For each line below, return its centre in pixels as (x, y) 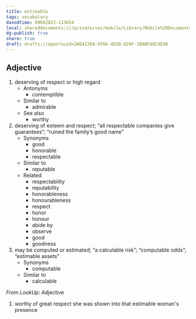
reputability (45, 187)
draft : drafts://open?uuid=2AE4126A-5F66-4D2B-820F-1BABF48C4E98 (87, 44)
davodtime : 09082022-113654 (40, 22)
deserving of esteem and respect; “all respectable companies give (94, 125)
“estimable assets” (37, 256)
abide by (43, 225)
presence (26, 310)
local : (14, 28)
